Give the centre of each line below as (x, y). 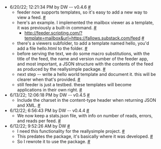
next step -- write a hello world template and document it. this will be (86, 74)
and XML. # (29, 105)
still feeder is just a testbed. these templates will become (74, 84)
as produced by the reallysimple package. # (61, 69)
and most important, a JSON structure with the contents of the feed (85, 64)
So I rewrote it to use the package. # (54, 141)
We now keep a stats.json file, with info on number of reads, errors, (85, 116)
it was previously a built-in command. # (57, 28)
